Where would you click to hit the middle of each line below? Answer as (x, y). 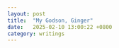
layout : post (27, 14)
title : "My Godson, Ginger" (50, 20)
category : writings (36, 34)
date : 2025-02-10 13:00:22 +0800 (60, 27)
